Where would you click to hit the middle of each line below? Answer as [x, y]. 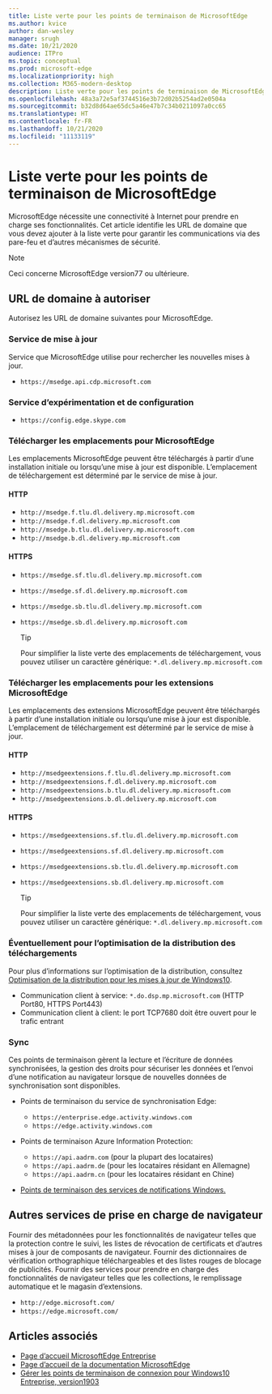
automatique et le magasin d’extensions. [76, 1286]
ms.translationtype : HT [49, 114]
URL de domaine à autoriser [80, 298]
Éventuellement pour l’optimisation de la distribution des [122, 943]
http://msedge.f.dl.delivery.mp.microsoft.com [100, 522]
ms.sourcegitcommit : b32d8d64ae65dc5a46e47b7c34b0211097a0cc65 [117, 106]
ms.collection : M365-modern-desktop [70, 83]
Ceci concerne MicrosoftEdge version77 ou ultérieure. [99, 273]
